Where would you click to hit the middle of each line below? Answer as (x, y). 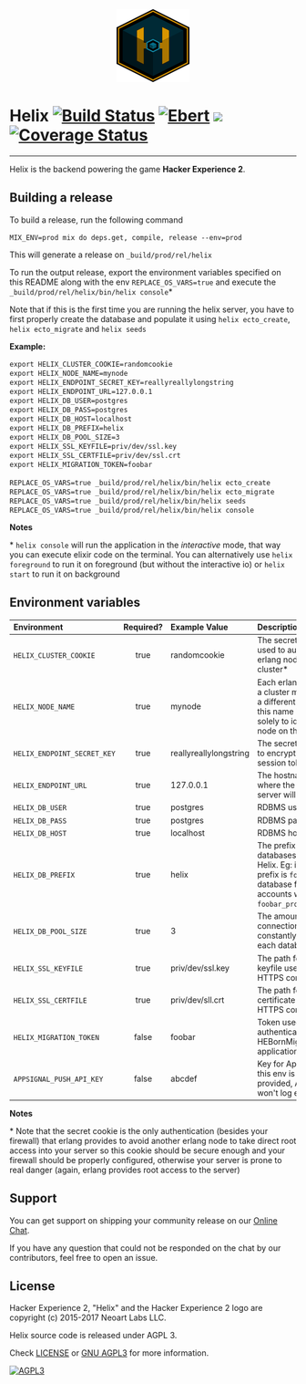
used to (271, 650)
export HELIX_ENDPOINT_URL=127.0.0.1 (81, 391)
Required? (143, 627)
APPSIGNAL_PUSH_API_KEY (58, 1079)
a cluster (273, 692)
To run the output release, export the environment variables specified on (145, 272)
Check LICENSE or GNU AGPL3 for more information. (109, 1353)
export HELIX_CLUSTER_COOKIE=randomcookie (91, 364)
